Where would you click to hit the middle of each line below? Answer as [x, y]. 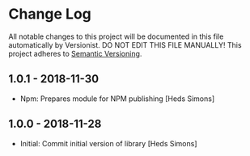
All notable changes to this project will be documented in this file [116, 36]
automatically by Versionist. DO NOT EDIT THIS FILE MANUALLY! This [125, 44]
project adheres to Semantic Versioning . [75, 53]
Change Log [50, 14]
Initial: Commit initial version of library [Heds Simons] [108, 143]
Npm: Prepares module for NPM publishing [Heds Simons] [117, 99]
